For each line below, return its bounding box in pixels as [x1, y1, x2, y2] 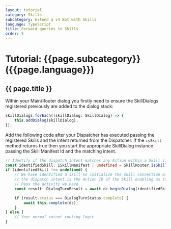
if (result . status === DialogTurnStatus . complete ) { [14, 195, 129, 200]
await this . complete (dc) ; [23, 200, 79, 206]
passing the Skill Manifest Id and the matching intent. [5, 148, 117, 154]
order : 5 [5, 31, 24, 36]
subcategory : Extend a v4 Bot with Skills [5, 17, 97, 22]
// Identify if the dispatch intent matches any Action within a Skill [5, 158, 160, 163]
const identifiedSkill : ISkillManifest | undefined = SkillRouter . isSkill [5, 163, 167, 168]
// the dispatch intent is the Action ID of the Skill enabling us [14, 177, 160, 182]
